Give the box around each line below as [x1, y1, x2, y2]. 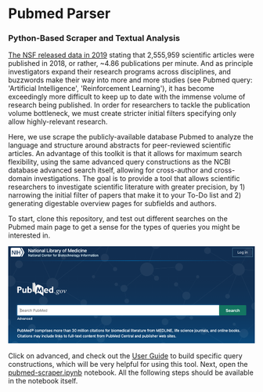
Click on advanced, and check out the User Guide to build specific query [8, 351, 243, 361]
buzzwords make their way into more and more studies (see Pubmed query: [8, 75, 253, 85]
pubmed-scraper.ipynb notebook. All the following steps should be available [8, 368, 254, 377]
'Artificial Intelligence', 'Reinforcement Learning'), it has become [8, 84, 214, 93]
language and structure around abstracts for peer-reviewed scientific [8, 140, 231, 150]
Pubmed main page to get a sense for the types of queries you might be [8, 223, 240, 232]
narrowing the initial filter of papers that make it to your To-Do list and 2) [8, 191, 242, 200]
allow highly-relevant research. [8, 117, 108, 126]
